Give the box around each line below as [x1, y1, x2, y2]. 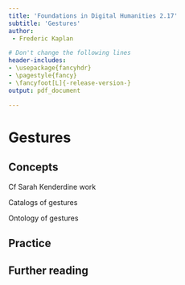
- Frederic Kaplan [11, 34, 74, 43]
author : [8, 27, 35, 35]
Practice [8, 236, 51, 250]
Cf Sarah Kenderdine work [8, 182, 97, 191]
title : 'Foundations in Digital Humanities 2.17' [8, 11, 179, 20]
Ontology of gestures [8, 213, 79, 223]
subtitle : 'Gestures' [8, 19, 81, 27]
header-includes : [8, 57, 67, 65]
